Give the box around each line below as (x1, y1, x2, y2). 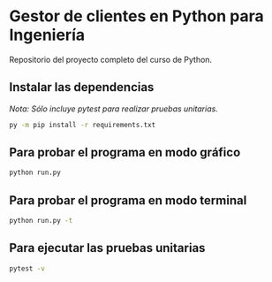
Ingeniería (9, 25, 86, 45)
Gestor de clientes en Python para (9, 6, 264, 27)
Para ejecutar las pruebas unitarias (9, 240, 206, 255)
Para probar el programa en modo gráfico (9, 145, 241, 160)
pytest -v (9, 263, 46, 273)
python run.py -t (9, 217, 73, 225)
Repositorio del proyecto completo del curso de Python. (9, 54, 213, 65)
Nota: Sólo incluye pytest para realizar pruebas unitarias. (9, 103, 218, 114)
